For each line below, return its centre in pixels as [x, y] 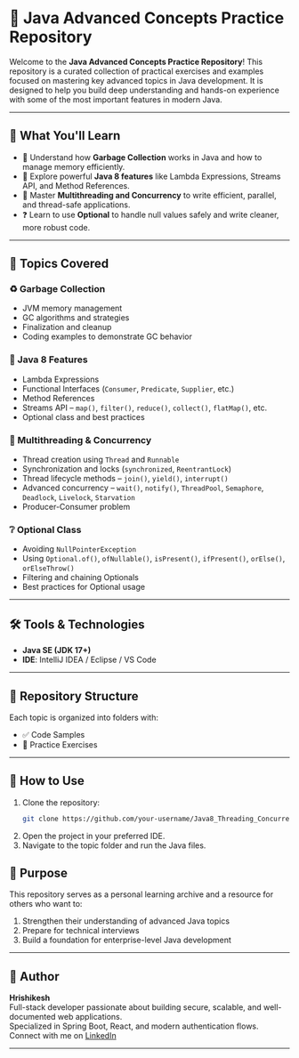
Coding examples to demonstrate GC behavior [107, 336]
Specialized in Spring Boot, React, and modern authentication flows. [134, 1026]
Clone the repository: [61, 802]
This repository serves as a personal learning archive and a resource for [141, 894]
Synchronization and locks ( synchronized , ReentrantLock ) [127, 469]
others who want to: [46, 904]
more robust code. [56, 227]
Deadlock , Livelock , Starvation [78, 497]
